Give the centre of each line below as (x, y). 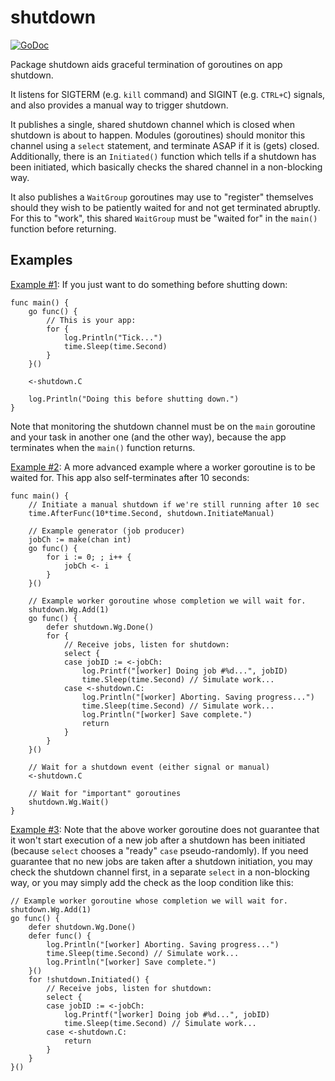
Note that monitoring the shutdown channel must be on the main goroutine (163, 426)
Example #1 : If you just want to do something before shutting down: (149, 284)
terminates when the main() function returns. (103, 447)
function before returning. (63, 228)
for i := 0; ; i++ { (89, 557)
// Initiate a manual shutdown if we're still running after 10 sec (174, 504)
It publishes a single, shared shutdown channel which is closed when (153, 124)
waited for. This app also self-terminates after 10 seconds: (130, 477)
